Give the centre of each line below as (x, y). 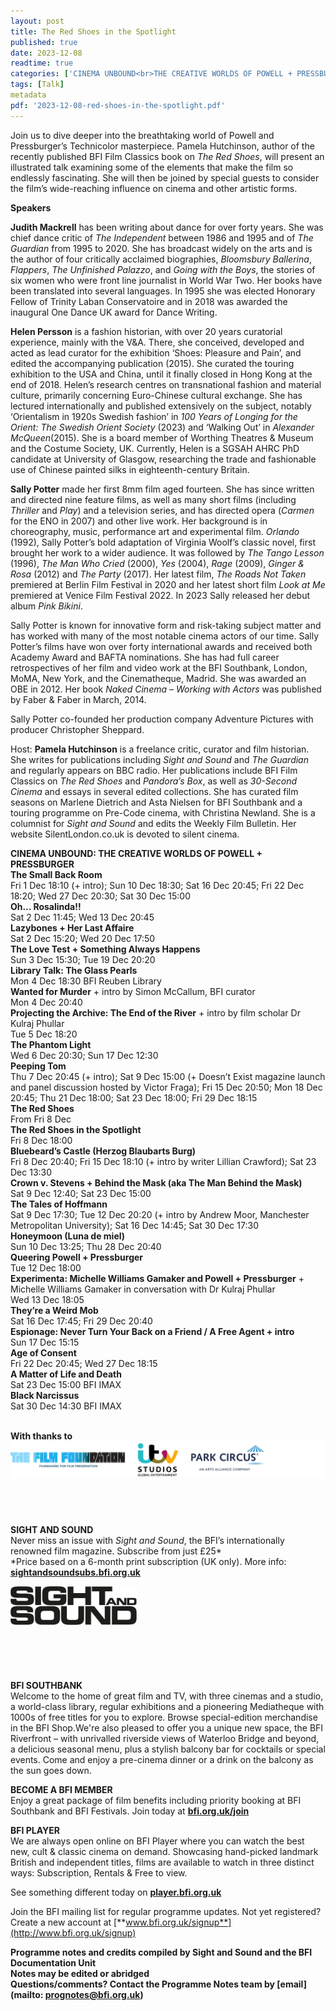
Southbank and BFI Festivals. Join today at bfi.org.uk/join (130, 1811)
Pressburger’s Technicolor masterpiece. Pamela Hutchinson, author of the (162, 146)
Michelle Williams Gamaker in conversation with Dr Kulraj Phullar (143, 1289)
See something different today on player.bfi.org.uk (116, 1892)
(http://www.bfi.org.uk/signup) (73, 1932)
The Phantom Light (51, 1044)
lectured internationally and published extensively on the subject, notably (161, 406)
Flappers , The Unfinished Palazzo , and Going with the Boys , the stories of (163, 269)
